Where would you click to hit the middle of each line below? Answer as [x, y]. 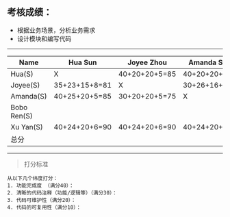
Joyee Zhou [148, 62]
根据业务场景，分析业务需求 [56, 30]
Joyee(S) [25, 85]
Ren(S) [22, 116]
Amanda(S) [29, 96]
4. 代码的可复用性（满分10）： [44, 207]
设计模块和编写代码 [44, 38]
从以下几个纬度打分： [33, 178]
